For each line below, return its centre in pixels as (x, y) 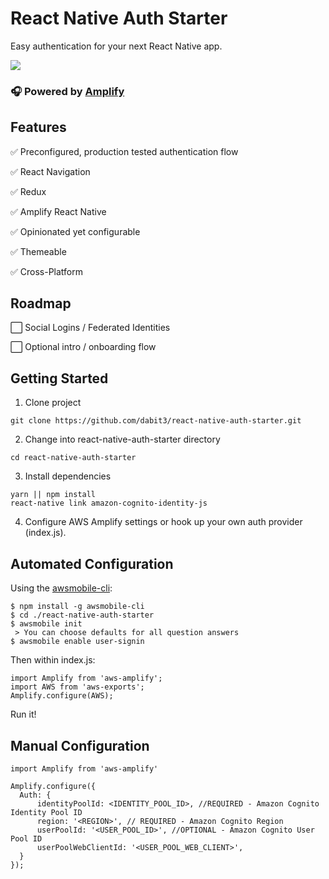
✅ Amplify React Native (58, 211)
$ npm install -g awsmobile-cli (77, 607)
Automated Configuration (92, 563)
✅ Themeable (38, 251)
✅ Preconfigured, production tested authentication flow (124, 151)
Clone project (53, 403)
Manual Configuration (80, 745)
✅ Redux (28, 191)
